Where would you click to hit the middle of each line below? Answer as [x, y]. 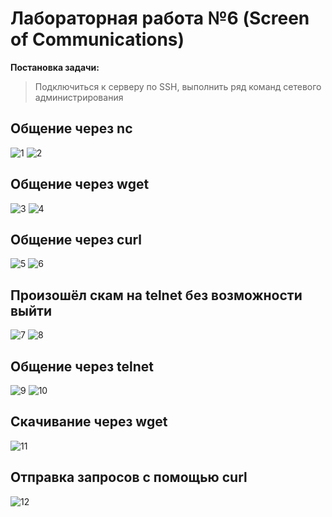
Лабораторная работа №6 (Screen [160, 18]
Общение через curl [76, 239]
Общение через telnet [82, 366]
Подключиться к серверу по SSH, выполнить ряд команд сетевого [178, 86]
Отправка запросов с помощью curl [129, 477]
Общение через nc [71, 128]
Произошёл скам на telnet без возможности [156, 295]
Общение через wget [80, 184]
